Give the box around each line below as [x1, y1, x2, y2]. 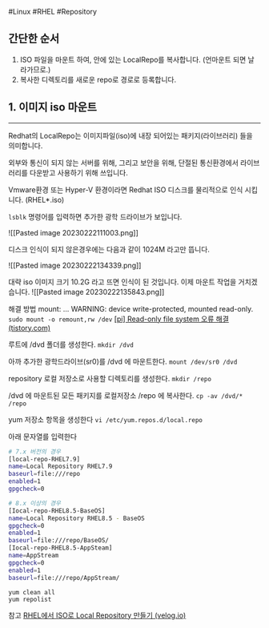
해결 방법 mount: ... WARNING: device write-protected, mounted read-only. [8, 304, 254, 313]
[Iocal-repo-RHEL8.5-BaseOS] [8, 506, 106, 515]
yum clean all [8, 588, 56, 596]
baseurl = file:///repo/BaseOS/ [8, 537, 110, 545]
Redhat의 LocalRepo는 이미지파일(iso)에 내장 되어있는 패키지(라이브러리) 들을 [8, 131, 254, 140]
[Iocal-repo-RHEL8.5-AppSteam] [8, 544, 113, 552]
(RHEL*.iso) [25, 195, 65, 204]
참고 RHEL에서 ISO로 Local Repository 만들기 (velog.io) [8, 610, 187, 620]
